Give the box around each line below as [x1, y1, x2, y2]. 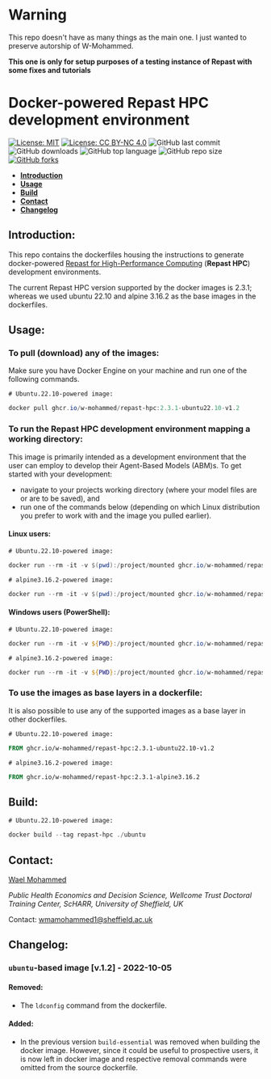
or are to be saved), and [19, 493, 101, 503]
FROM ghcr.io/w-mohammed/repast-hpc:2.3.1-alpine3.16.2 [8, 772, 200, 781]
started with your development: [8, 469, 113, 479]
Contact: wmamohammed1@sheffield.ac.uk [8, 915, 153, 924]
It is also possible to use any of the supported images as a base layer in [8, 705, 246, 715]
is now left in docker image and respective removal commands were [19, 1054, 248, 1064]
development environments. [8, 267, 102, 277]
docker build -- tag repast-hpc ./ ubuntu [8, 831, 147, 839]
